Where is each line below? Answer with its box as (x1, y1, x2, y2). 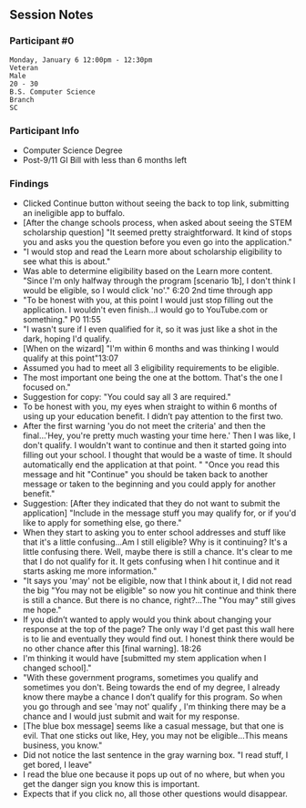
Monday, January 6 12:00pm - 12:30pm (9, 55, 153, 65)
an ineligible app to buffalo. (22, 208, 126, 219)
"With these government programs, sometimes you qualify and (22, 672, 259, 683)
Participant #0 (9, 35, 75, 47)
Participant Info (9, 124, 80, 137)
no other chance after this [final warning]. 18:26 (22, 643, 202, 654)
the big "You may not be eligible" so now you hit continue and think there (22, 585, 297, 596)
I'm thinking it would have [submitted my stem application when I (22, 653, 267, 664)
